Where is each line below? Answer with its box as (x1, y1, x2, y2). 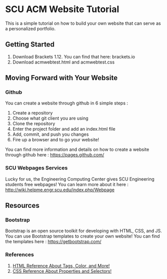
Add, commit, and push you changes (12, 131, 89, 137)
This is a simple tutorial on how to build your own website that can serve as (5, 20, 161, 26)
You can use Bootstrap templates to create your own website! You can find (5, 233, 160, 239)
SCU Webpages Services (5, 164, 68, 172)
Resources (5, 201, 40, 210)
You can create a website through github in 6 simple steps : (5, 100, 128, 106)
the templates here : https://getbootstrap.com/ (5, 239, 102, 245)
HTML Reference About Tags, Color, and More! (12, 262, 110, 268)
